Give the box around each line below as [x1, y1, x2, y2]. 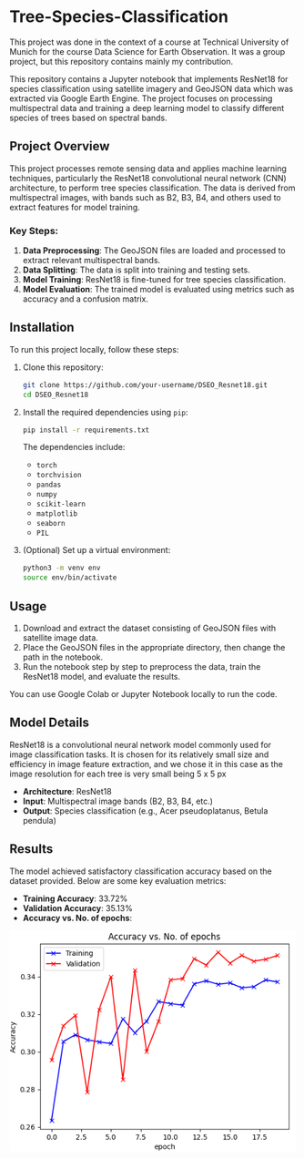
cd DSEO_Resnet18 [22, 390, 89, 399]
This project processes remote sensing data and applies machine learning [9, 162, 287, 174]
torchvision [35, 471, 82, 480]
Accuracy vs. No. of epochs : [22, 912, 133, 923]
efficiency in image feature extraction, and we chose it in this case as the [9, 758, 284, 769]
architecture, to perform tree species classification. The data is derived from [9, 182, 296, 193]
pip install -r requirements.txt [22, 426, 150, 435]
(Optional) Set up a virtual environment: [22, 545, 171, 556]
